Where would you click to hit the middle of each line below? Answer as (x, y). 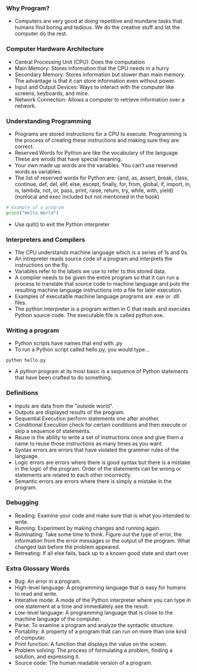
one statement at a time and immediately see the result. (82, 606)
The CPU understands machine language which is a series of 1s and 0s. (101, 252)
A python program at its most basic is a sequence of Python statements (101, 371)
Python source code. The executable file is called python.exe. (89, 315)
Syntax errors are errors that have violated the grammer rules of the (97, 449)
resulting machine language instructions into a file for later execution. (98, 290)
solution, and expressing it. (47, 657)
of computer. (30, 638)
